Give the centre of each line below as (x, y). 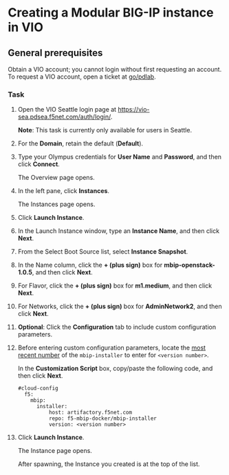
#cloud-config (38, 388)
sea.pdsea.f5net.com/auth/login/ (64, 117)
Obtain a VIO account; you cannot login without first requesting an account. (115, 69)
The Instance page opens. (55, 451)
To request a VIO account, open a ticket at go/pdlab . (82, 77)
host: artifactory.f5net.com (90, 413)
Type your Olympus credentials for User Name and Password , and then (120, 157)
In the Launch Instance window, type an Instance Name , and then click (118, 231)
